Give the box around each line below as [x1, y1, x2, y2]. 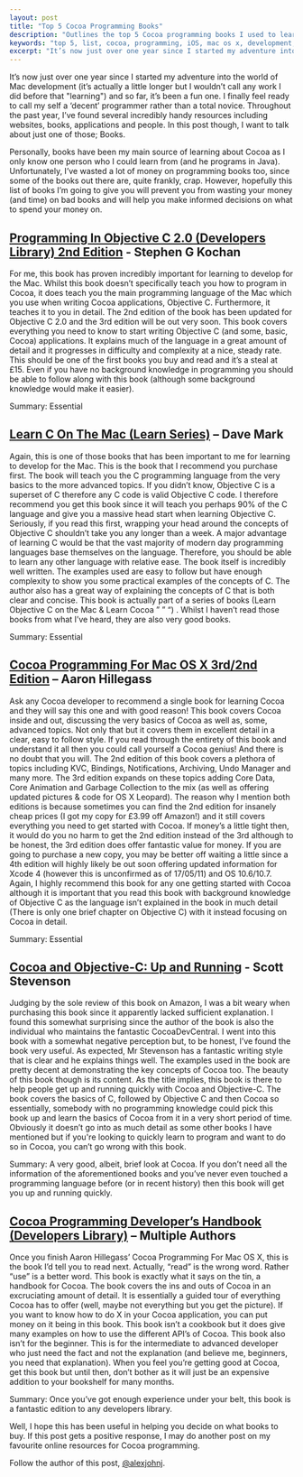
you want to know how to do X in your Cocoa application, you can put [9, 1309, 268, 1320]
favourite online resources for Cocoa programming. [9, 1440, 200, 1451]
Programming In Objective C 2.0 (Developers [9, 230, 266, 245]
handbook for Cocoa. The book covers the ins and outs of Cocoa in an [9, 1280, 271, 1291]
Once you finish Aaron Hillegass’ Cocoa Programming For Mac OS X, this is [9, 1251, 289, 1263]
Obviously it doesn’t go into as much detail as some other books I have [9, 1122, 272, 1133]
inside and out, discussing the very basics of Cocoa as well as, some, [9, 715, 268, 725]
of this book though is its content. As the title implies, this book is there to [9, 1075, 282, 1085]
